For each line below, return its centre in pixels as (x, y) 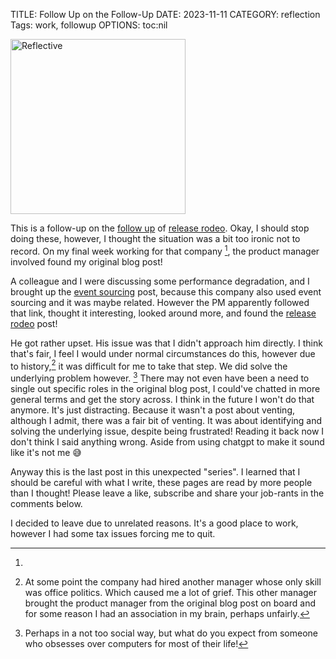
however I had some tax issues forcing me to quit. (113, 533)
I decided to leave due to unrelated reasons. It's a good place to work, (154, 523)
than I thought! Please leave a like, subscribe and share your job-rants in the (167, 493)
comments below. (46, 503)
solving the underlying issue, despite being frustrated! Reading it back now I (167, 431)
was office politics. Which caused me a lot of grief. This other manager (171, 592)
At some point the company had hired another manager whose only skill (173, 581)
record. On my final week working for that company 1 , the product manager (165, 250)
